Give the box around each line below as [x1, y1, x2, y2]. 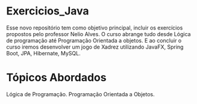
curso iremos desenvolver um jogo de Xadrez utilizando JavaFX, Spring [6, 43, 184, 50]
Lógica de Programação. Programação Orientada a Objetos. [6, 90, 155, 97]
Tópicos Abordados [6, 71, 107, 85]
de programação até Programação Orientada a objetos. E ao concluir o [6, 37, 182, 44]
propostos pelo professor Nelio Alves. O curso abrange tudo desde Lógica [6, 30, 191, 37]
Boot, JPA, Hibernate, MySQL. [6, 49, 81, 57]
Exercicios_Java [6, 4, 89, 18]
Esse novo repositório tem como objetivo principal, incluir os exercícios [6, 24, 183, 31]
